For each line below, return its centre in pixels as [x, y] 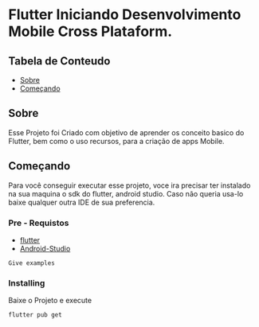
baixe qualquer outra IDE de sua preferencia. [82, 202]
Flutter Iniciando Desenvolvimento [125, 15]
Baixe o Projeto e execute [50, 301]
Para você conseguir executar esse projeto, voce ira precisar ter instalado [129, 185]
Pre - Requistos [39, 223]
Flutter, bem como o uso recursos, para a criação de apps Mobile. [116, 141]
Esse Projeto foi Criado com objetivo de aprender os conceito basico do [126, 132]
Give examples [32, 263]
